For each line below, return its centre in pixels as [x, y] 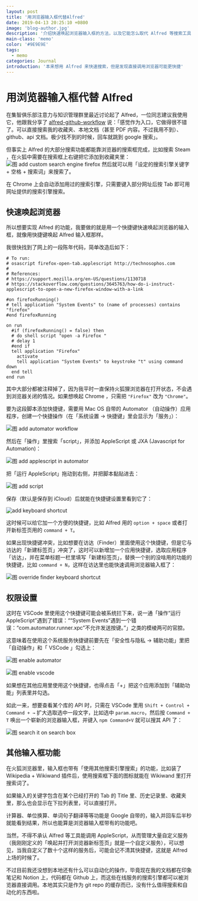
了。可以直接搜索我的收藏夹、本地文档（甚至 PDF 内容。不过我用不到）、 [94, 130]
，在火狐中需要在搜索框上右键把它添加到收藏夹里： [68, 157]
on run [14, 326]
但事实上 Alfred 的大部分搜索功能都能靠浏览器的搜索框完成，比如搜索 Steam [98, 150]
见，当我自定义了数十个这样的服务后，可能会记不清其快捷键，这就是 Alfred [97, 850]
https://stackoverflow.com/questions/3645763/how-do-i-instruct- [93, 284]
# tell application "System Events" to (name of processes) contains [93, 305]
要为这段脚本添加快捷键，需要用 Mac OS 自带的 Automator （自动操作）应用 [98, 409]
